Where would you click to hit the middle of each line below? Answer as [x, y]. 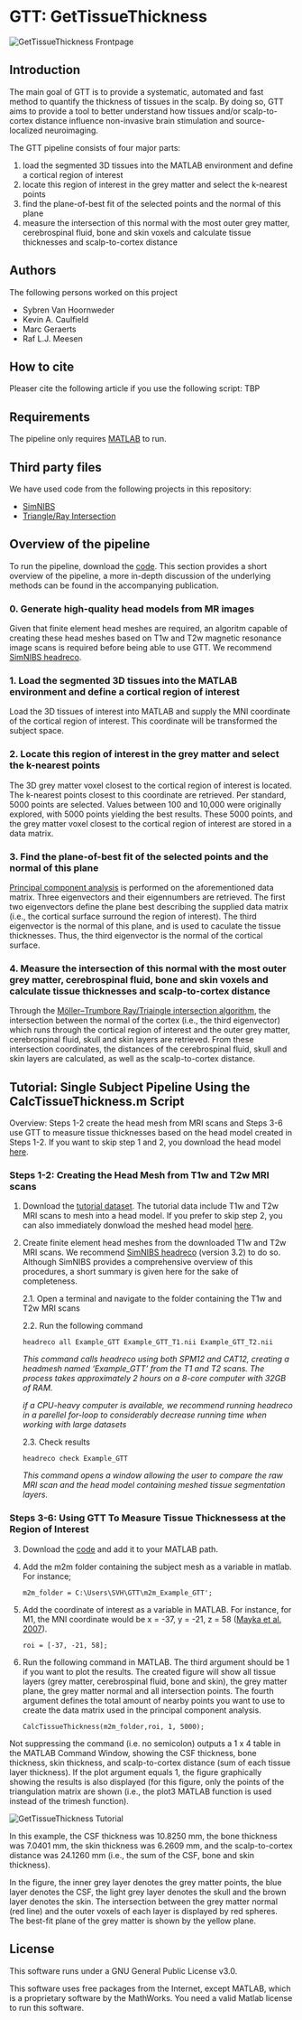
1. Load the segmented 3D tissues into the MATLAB [124, 681]
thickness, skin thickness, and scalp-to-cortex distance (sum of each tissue [150, 1763]
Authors [33, 271]
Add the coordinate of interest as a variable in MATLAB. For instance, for [157, 1609]
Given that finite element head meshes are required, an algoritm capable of [149, 629]
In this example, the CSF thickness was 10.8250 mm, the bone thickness [143, 1836]
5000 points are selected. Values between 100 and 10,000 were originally [146, 804]
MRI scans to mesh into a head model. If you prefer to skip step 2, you [152, 1216]
